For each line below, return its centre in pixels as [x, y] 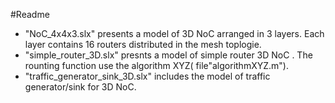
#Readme [30, 14]
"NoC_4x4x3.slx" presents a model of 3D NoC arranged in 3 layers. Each [174, 33]
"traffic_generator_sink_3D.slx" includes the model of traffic [147, 76]
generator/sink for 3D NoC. [80, 87]
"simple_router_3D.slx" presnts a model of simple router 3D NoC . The [168, 55]
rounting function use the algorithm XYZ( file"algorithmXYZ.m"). [156, 65]
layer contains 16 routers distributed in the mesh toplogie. [143, 44]
